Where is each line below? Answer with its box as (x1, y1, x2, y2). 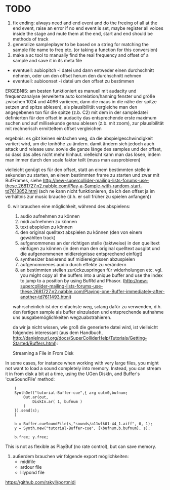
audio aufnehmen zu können (20, 213, 80, 219)
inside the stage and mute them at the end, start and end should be (12, 30, 153, 36)
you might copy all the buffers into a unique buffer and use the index (20, 272, 163, 278)
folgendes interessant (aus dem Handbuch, (12, 330, 103, 336)
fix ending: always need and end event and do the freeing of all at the (12, 20, 158, 26)
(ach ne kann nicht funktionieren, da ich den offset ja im (38, 188, 155, 194)
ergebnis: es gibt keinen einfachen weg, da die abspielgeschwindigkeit (5, 135, 153, 141)
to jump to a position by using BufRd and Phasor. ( (20, 277, 125, 283)
